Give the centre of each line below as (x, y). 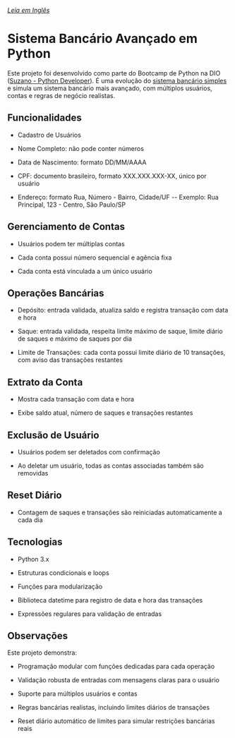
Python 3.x (33, 559)
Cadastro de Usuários (49, 135)
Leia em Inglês (29, 10)
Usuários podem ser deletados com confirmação (89, 452)
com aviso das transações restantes (70, 360)
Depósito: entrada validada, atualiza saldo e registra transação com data (123, 310)
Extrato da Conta (45, 382)
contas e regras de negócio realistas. (61, 95)
